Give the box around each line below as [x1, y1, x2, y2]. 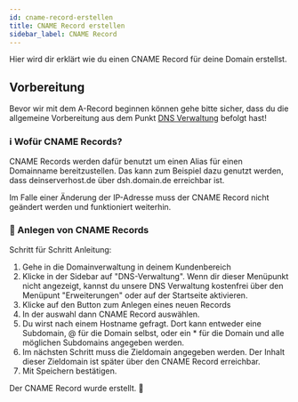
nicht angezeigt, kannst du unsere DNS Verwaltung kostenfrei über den [21, 280, 284, 291]
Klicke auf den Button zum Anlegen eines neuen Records [21, 299, 231, 310]
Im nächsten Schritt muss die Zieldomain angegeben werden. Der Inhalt [21, 346, 286, 357]
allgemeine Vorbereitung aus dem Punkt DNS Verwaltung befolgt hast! [9, 113, 267, 124]
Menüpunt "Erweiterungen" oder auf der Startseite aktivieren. [21, 290, 248, 301]
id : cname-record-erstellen [9, 12, 114, 22]
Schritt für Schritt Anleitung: [9, 244, 112, 254]
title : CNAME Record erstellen [9, 21, 125, 30]
